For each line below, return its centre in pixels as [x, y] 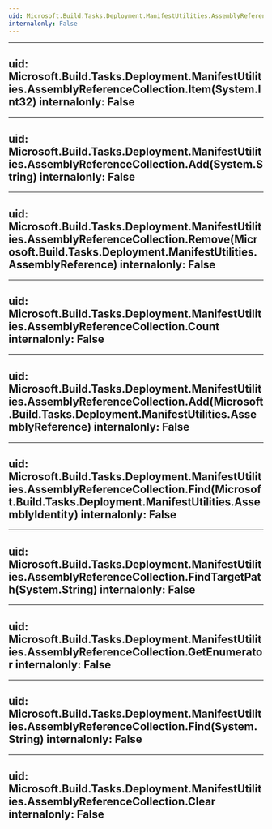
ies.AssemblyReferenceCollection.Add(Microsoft [136, 402]
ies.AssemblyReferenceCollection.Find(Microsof [135, 489]
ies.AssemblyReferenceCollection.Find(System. [133, 727]
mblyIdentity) [43, 515]
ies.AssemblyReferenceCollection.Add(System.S [136, 164]
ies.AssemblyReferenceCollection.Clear [112, 802]
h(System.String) [53, 589]
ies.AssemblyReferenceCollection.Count [114, 326]
